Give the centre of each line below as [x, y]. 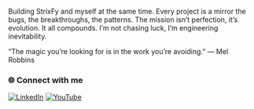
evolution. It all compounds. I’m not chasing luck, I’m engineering [113, 28]
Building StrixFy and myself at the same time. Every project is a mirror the [127, 11]
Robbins [22, 60]
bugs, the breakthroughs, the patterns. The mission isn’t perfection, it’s [123, 20]
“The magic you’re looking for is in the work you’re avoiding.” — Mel [118, 51]
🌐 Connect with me [46, 80]
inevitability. [28, 36]
